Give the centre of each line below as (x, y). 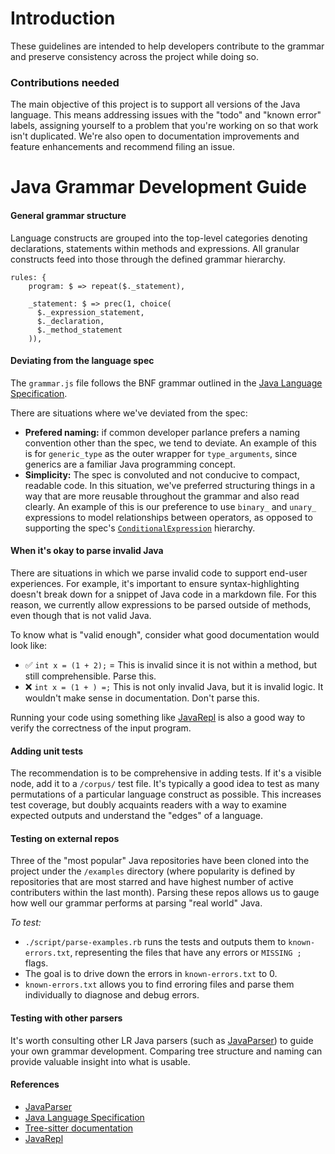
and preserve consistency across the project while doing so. (135, 56)
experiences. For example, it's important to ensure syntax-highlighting (155, 584)
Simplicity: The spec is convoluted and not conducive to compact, (162, 474)
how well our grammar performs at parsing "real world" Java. (136, 903)
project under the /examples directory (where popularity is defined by (153, 871)
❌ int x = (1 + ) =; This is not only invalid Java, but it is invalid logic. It (174, 687)
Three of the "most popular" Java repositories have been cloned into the (160, 861)
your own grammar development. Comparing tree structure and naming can (166, 1051)
